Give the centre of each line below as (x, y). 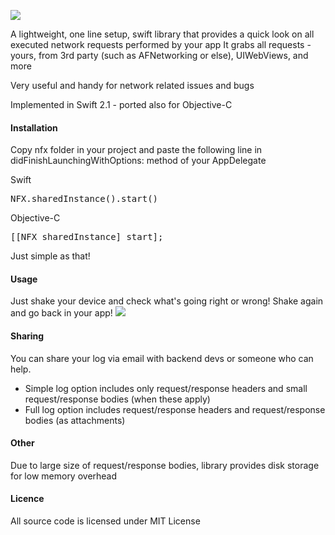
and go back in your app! (61, 313)
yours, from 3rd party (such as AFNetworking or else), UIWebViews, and (159, 55)
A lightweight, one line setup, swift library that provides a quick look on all (162, 34)
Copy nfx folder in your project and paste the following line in (136, 150)
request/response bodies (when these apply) (117, 399)
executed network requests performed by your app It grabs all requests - (161, 44)
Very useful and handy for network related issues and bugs (132, 85)
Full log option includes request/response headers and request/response (175, 409)
